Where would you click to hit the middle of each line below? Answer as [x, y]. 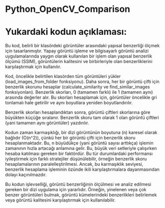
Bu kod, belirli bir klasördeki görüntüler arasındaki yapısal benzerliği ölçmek [82, 46]
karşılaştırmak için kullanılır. [33, 67]
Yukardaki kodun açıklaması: [66, 32]
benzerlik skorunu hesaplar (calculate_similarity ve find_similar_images [78, 87]
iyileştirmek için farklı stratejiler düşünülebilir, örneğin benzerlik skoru [76, 159]
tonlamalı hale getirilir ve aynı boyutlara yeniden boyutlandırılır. [69, 103]
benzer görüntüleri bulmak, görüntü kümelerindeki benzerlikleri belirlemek [81, 195]
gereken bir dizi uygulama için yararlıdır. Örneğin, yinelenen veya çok [76, 190]
